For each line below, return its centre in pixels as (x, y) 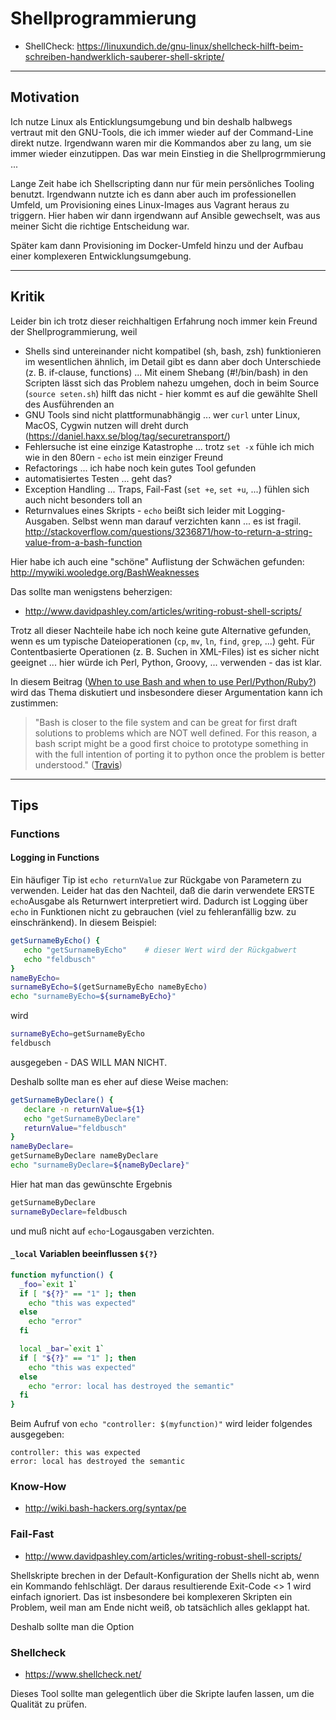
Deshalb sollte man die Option (72, 1626)
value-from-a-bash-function (83, 542)
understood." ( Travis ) (78, 764)
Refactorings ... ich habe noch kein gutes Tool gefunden (140, 468)
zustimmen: (34, 703)
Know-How (38, 1487)
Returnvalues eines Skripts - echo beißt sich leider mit (135, 510)
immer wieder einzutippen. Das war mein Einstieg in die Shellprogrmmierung (168, 153)
